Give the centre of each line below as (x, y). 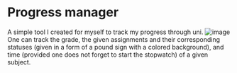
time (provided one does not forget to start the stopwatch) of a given (108, 55)
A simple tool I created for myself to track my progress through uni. (105, 32)
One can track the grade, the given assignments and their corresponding (114, 39)
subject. (19, 62)
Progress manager (63, 12)
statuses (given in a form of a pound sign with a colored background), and (116, 47)
